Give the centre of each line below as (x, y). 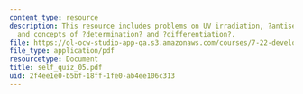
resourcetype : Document (54, 59)
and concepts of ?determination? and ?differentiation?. (127, 34)
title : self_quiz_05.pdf (56, 68)
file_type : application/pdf (62, 51)
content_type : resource (54, 17)
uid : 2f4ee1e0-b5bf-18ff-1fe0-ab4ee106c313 (92, 76)
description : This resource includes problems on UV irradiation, (137, 26)
